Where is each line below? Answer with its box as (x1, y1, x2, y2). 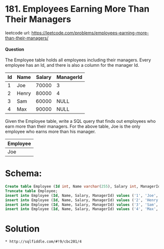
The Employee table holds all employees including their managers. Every (5, 57, 151, 63)
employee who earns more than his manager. (5, 129, 96, 134)
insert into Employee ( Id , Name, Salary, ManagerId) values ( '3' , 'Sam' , (5, 202, 159, 207)
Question (5, 46, 24, 52)
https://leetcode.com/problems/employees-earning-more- (31, 30, 149, 36)
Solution (5, 223, 40, 234)
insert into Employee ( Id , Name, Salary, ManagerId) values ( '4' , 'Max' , (5, 207, 159, 211)
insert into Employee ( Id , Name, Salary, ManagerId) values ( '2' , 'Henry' (5, 197, 161, 203)
